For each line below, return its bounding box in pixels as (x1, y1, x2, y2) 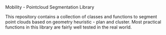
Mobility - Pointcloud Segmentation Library (5, 4, 95, 10)
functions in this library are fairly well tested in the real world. (5, 24, 132, 30)
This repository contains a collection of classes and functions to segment (5, 14, 157, 19)
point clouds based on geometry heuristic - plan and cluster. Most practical (5, 19, 161, 25)
